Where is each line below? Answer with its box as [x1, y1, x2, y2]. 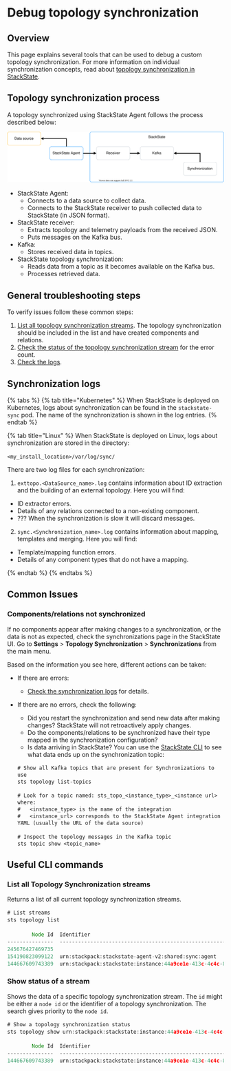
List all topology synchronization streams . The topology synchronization [16, 322, 221, 330]
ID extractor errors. [16, 499, 71, 508]
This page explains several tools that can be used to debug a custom [7, 50, 202, 59]
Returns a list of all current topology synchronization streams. [7, 895, 182, 904]
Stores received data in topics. [27, 248, 114, 256]
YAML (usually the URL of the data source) [16, 820, 144, 826]
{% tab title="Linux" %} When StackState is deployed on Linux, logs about [7, 432, 218, 440]
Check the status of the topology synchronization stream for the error [16, 343, 214, 352]
